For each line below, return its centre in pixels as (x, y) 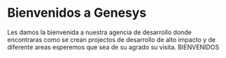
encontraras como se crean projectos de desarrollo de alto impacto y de (112, 39)
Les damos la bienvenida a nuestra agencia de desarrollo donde (100, 32)
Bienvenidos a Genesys (77, 13)
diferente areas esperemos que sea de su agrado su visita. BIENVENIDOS (113, 47)
